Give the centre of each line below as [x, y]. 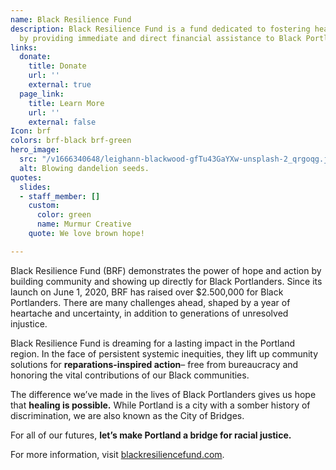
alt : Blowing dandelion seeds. [84, 168]
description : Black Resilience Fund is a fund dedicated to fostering [160, 29]
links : [24, 47]
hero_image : [35, 150]
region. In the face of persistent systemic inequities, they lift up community [164, 353]
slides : [35, 187]
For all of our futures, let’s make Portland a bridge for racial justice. [151, 435]
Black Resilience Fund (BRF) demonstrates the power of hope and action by [166, 270]
